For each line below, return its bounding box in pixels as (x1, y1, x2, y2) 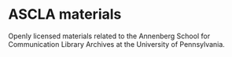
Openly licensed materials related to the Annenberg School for (8, 31, 211, 41)
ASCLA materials (8, 5, 122, 23)
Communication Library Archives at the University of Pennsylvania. (8, 39, 226, 48)
